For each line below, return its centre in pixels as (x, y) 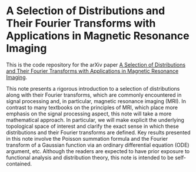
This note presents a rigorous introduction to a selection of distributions (93, 88)
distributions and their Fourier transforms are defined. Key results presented (98, 132)
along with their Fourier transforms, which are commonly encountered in (94, 95)
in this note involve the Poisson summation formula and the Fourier (87, 138)
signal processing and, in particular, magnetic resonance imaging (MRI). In (96, 101)
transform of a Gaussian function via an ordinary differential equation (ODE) (98, 145)
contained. (19, 164)
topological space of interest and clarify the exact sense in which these (93, 126)
